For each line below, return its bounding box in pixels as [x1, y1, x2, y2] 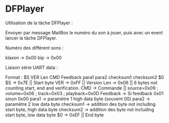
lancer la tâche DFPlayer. [5, 35, 57, 41]
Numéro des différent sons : [5, 45, 64, 51]
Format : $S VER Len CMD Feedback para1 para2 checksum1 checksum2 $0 [5, 74, 164, 80]
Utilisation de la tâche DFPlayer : [5, 20, 73, 26]
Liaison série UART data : [5, 64, 58, 70]
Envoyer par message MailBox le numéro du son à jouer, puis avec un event [5, 29, 163, 35]
